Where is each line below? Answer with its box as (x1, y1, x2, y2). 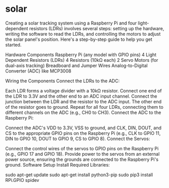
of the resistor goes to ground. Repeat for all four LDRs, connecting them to (5, 104, 164, 110)
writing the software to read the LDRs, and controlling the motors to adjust (5, 31, 161, 37)
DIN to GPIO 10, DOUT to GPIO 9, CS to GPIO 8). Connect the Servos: (5, 135, 150, 142)
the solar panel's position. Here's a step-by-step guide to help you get (5, 36, 153, 42)
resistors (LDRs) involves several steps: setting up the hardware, (29, 25, 164, 31)
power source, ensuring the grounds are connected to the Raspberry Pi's (5, 156, 159, 162)
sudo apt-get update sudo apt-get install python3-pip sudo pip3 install (5, 172, 153, 178)
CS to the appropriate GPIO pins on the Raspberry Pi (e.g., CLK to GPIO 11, (5, 130, 161, 136)
